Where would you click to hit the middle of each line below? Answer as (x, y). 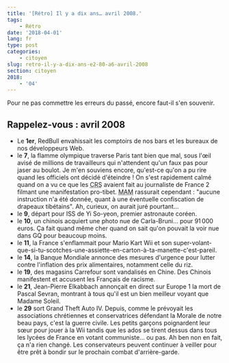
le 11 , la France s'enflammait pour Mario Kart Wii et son (94, 243)
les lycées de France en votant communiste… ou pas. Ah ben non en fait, (120, 338)
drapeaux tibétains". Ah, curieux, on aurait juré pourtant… (98, 207)
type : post (23, 45)
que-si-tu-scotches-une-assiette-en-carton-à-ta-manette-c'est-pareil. (117, 250)
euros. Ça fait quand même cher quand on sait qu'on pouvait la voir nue (118, 228)
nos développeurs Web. (50, 149)
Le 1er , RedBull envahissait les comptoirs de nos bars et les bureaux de (117, 141)
